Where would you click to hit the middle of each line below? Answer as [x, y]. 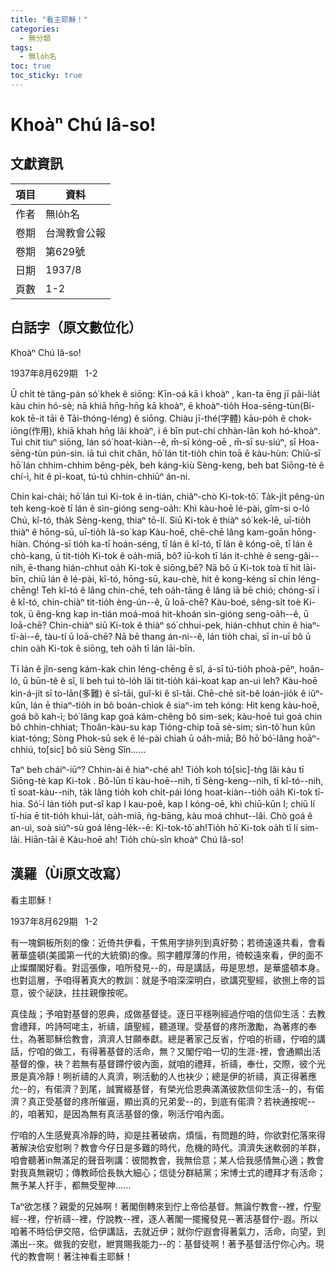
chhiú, [23, 749]
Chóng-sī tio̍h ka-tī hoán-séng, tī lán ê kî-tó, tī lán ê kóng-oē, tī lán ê [172, 543]
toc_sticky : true [46, 76]
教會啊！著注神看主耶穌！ [80, 1256]
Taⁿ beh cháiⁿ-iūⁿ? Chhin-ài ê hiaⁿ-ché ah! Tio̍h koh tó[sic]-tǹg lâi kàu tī [157, 769]
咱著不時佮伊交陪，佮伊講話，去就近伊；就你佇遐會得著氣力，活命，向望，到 [168, 1231]
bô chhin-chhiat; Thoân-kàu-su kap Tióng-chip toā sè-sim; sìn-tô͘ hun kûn [163, 727]
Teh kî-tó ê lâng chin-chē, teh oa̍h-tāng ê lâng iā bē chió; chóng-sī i [180, 590]
